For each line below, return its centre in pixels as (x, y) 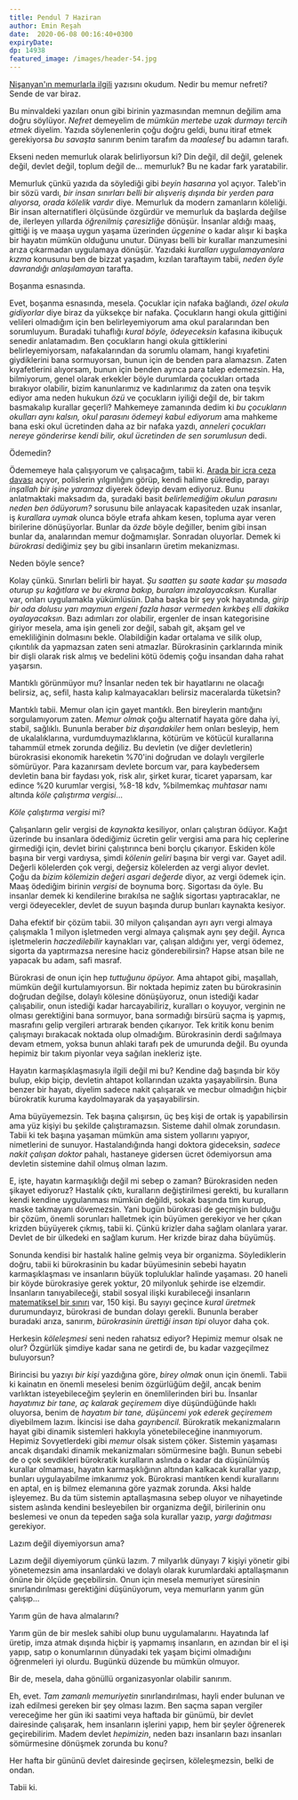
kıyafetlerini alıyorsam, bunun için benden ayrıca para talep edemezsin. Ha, (147, 369)
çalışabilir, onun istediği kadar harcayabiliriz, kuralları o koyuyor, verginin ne (148, 1006)
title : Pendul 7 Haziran (55, 17)
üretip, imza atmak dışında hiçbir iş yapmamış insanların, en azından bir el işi (149, 1642)
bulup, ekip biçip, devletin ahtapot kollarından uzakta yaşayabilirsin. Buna (144, 1080)
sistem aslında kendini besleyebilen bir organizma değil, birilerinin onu (137, 1507)
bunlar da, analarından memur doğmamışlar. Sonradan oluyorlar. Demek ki (145, 536)
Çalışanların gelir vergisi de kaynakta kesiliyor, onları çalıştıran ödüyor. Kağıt (148, 829)
